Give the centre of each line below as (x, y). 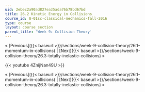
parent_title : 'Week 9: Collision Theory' (48, 32)
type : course (18, 23)
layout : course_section (29, 27)
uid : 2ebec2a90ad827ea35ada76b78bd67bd (45, 9)
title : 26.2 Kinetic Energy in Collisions (48, 14)
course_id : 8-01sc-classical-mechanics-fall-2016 (56, 18)
